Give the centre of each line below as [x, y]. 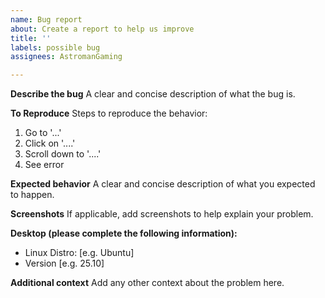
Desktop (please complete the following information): [124, 233]
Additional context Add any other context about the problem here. [147, 283]
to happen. [32, 195]
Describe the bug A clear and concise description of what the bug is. [153, 94]
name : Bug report [46, 19]
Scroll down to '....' [63, 154]
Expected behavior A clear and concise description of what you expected [163, 184]
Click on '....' [50, 143]
